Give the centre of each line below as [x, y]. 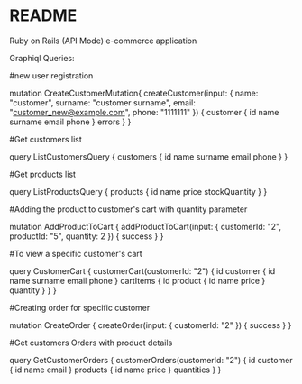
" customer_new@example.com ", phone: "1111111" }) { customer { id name [144, 112]
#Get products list [43, 174]
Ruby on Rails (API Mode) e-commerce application [103, 41]
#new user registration [51, 75]
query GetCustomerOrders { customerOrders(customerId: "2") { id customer [151, 360]
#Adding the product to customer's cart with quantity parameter [128, 209]
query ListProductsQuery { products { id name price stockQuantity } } [138, 191]
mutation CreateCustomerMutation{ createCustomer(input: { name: [134, 93]
